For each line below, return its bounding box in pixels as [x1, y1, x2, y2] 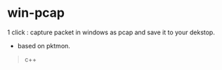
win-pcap [7, 5, 65, 21]
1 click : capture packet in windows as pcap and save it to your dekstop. [7, 28, 216, 36]
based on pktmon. [17, 41, 70, 50]
